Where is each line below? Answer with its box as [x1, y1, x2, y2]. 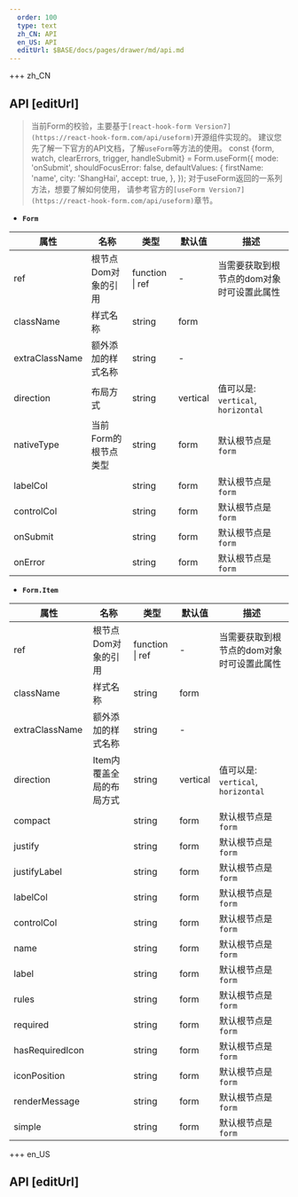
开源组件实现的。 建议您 [193, 131, 282, 142]
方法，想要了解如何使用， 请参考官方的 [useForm [30, 184, 206, 194]
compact [13, 814, 51, 826]
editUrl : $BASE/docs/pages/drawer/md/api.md [17, 46, 184, 55]
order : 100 [17, 12, 58, 22]
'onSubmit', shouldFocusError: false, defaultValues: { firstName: [30, 161, 264, 173]
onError [13, 555, 46, 568]
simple [13, 1120, 42, 1132]
